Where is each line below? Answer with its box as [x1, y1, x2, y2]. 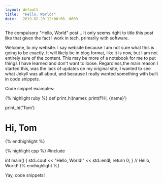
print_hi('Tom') [5, 105, 35, 111]
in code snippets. [5, 76, 40, 82]
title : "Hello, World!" [5, 12, 56, 17]
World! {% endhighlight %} [5, 163, 60, 169]
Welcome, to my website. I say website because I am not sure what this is [5, 45, 154, 51]
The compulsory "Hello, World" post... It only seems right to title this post [5, 30, 154, 36]
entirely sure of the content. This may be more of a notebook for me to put [5, 55, 156, 61]
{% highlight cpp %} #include [5, 148, 65, 154]
